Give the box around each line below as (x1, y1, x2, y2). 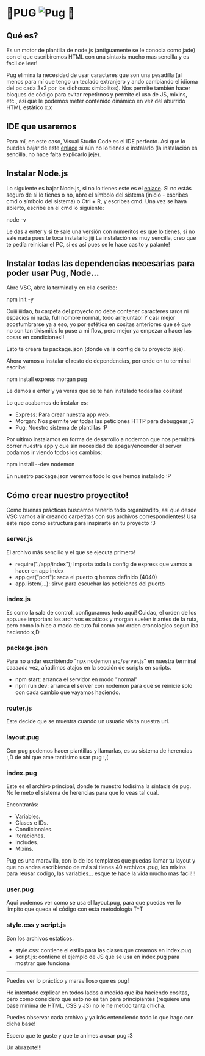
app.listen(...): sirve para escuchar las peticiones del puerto (15, 580, 165, 587)
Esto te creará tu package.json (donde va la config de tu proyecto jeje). (6, 345, 185, 353)
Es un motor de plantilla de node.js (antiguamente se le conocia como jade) (6, 46, 196, 54)
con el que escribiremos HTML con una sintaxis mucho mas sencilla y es (6, 53, 190, 60)
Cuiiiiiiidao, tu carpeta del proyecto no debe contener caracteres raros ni (6, 308, 189, 315)
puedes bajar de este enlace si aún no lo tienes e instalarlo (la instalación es (6, 144, 198, 151)
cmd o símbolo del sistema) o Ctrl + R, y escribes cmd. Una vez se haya (6, 197, 187, 204)
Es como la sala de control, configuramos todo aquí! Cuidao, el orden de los (6, 609, 197, 616)
